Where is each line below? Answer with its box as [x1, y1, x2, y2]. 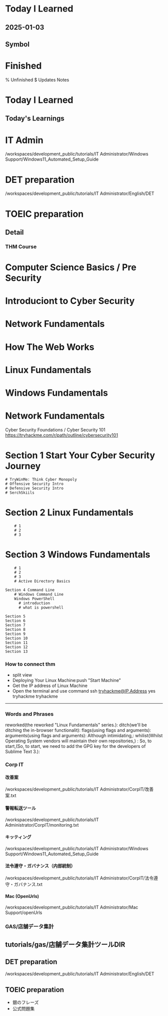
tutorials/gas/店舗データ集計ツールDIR [5, 940, 125, 949]
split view [12, 672, 32, 678]
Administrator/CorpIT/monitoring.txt [5, 822, 79, 828]
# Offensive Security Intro [5, 481, 64, 486]
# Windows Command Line [14, 592, 64, 597]
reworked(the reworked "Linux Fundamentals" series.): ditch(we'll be [5, 722, 147, 728]
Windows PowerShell [14, 596, 55, 601]
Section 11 [5, 640, 28, 645]
